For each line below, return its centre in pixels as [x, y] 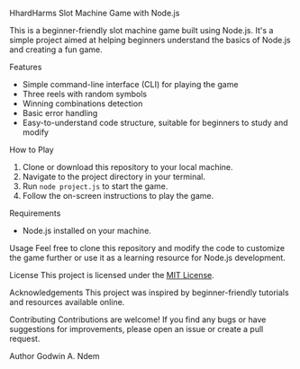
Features [26, 67]
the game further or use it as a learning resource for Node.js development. [147, 257]
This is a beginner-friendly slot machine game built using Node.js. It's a [141, 30]
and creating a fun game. [56, 49]
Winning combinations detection [82, 103]
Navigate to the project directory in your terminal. [114, 176]
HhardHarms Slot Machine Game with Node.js [95, 13]
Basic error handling [60, 113]
